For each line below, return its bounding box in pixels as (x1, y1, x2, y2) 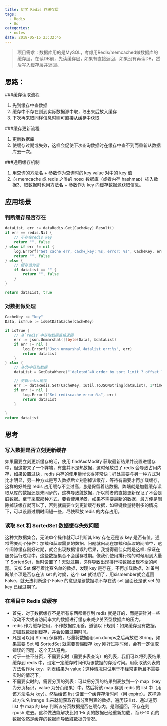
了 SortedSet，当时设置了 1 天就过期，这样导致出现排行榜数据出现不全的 (5, 559, 153, 565)
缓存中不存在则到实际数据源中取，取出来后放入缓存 (12, 108, 117, 114)
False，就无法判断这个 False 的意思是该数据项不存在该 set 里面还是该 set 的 (5, 578, 160, 584)
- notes (9, 30, 26, 35)
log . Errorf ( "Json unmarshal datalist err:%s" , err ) (23, 347, 133, 352)
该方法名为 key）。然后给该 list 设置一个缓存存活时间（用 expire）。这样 (12, 691, 157, 697)
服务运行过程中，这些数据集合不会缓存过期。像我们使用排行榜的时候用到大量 (5, 553, 162, 559)
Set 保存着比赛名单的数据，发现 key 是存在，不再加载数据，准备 (23, 565, 155, 571)
